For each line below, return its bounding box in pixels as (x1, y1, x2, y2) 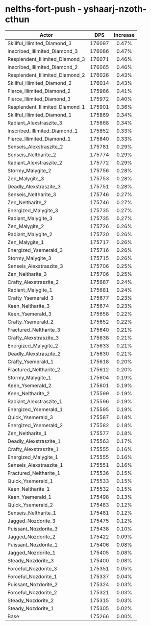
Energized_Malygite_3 (7, 207, 59, 214)
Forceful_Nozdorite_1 (7, 573, 57, 580)
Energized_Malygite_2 (7, 342, 59, 349)
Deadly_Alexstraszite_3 (7, 183, 61, 190)
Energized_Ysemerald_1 (7, 406, 63, 412)
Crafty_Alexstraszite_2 (7, 278, 59, 285)
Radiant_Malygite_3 (7, 215, 53, 221)
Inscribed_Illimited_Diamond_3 (7, 48, 78, 54)
